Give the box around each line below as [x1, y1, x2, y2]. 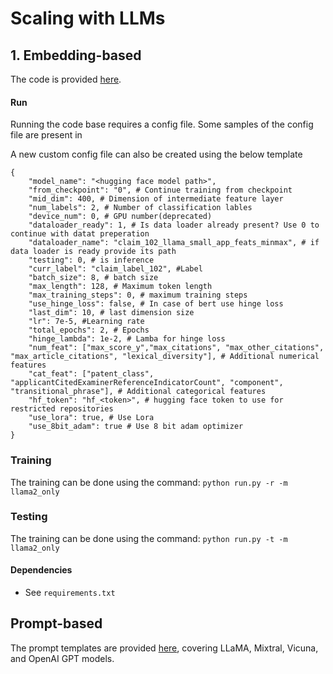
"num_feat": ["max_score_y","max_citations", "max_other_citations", [28, 343, 325, 353]
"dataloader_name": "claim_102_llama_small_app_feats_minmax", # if [28, 238, 320, 248]
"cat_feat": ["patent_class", [28, 369, 155, 379]
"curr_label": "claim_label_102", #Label [28, 264, 203, 274]
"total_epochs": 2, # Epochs [28, 325, 150, 336]
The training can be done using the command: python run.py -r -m [10, 476, 288, 488]
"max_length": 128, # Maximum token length [28, 282, 213, 292]
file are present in [10, 129, 83, 141]
